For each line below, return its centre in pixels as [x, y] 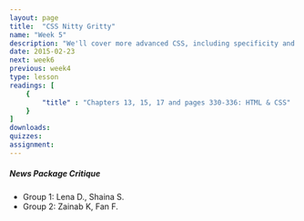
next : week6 [32, 60]
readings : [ [32, 85]
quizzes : [26, 136]
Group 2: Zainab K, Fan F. [70, 206]
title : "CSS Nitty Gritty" [63, 26]
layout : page [34, 18]
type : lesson [34, 77]
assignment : [32, 145]
